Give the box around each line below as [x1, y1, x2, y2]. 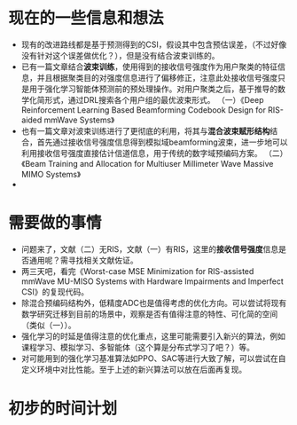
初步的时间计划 [8, 398, 118, 419]
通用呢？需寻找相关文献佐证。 [28, 255, 138, 265]
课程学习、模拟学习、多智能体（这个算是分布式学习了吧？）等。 [20, 342, 254, 352]
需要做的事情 [8, 213, 103, 233]
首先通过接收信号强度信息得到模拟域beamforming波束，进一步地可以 [36, 137, 288, 147]
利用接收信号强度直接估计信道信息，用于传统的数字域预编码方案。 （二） [20, 147, 288, 158]
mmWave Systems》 [43, 114, 115, 125]
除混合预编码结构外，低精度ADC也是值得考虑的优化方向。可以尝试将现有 [20, 297, 287, 308]
